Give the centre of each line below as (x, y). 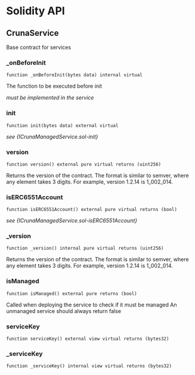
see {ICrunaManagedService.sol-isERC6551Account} (72, 221)
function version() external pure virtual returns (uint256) (84, 164)
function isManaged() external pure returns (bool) (72, 293)
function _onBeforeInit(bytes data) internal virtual (75, 75)
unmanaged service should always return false (64, 311)
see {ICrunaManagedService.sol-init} (52, 137)
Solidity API (36, 11)
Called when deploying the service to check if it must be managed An (92, 305)
